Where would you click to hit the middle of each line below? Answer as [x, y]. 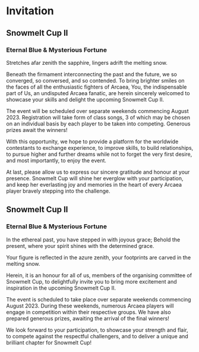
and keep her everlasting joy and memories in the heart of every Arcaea [94, 184]
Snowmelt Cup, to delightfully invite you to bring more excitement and [91, 281]
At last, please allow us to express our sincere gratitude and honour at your [98, 172]
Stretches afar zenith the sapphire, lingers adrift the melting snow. [87, 62]
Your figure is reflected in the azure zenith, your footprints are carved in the [99, 257]
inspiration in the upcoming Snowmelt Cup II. [61, 288]
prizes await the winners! [37, 130]
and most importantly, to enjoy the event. [56, 160]
